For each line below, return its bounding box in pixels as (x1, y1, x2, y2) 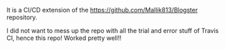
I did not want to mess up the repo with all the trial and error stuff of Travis (6, 27, 219, 35)
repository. (6, 13, 37, 21)
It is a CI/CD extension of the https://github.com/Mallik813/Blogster (6, 6, 198, 14)
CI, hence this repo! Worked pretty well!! (6, 34, 122, 42)
